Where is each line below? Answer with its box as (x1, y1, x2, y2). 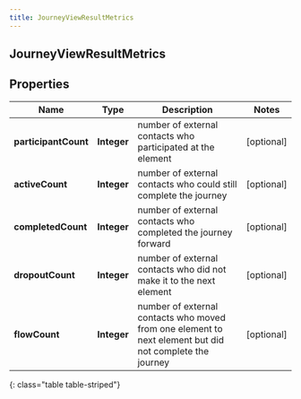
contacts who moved (137, 311, 226, 324)
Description (161, 103, 213, 116)
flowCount (13, 328, 60, 341)
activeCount (13, 178, 68, 190)
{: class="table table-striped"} (9, 378, 121, 390)
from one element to (137, 322, 223, 334)
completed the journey (137, 226, 233, 239)
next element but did (137, 334, 225, 346)
